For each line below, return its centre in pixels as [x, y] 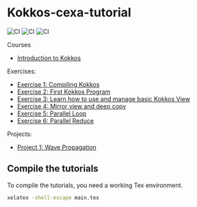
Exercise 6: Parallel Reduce [55, 120]
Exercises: [22, 71]
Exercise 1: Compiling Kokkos [58, 84]
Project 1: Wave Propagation [57, 147]
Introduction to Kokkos [49, 58]
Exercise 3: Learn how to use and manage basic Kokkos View [103, 99]
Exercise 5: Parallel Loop [52, 113]
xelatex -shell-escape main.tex [53, 197]
